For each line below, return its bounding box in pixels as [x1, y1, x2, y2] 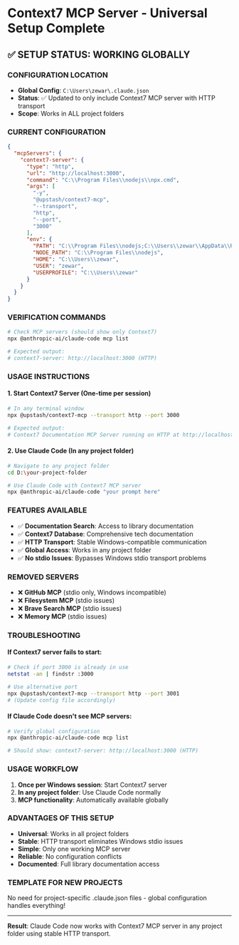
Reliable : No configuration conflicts [17, 852, 122, 860]
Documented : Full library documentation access [17, 859, 160, 868]
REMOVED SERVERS [7, 572, 80, 582]
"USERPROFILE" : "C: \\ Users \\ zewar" [33, 269, 139, 276]
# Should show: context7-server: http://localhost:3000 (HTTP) [7, 747, 199, 755]
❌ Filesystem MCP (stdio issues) [17, 596, 115, 604]
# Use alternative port [7, 683, 78, 691]
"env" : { [26, 236, 53, 243]
